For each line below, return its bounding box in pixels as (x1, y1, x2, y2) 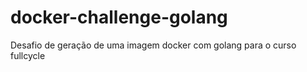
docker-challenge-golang (10, 6, 228, 29)
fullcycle (10, 49, 46, 61)
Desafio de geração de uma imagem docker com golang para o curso (10, 39, 297, 51)
